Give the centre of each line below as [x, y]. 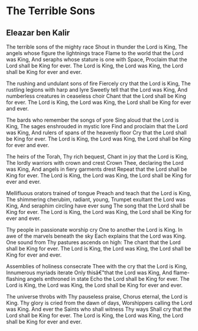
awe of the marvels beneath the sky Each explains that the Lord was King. [96, 236]
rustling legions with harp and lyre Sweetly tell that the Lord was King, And [97, 90]
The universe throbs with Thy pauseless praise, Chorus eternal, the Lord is [97, 296]
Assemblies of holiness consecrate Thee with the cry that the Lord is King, [97, 266]
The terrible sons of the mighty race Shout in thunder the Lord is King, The [97, 47]
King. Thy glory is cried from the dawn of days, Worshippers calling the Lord [99, 303]
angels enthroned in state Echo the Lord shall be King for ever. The [108, 279]
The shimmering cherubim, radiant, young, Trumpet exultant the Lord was [96, 199]
